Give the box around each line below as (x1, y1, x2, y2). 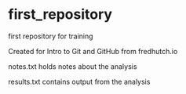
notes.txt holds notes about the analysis (8, 61, 137, 71)
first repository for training (8, 31, 93, 41)
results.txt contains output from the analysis (8, 77, 151, 86)
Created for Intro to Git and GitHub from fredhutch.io (8, 46, 178, 56)
